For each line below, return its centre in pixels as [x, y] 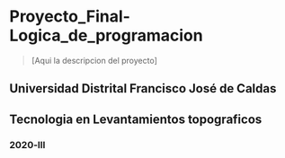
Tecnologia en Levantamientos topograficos [136, 119]
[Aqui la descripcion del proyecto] [94, 60]
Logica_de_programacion [107, 35]
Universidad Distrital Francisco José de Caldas [143, 88]
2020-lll [27, 145]
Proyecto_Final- [70, 17]
